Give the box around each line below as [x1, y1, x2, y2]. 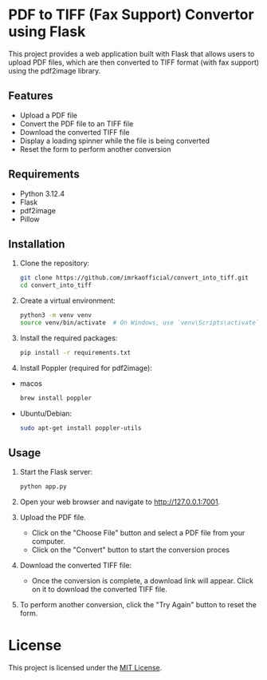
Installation [8, 237, 65, 251]
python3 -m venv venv [19, 312, 92, 320]
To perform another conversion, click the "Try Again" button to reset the [19, 600, 257, 610]
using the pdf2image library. [8, 66, 101, 75]
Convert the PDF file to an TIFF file [19, 118, 134, 129]
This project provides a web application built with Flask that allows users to [8, 49, 255, 58]
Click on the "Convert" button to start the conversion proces [31, 545, 230, 555]
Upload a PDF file [19, 110, 78, 120]
